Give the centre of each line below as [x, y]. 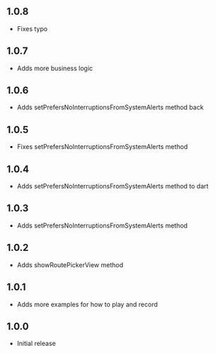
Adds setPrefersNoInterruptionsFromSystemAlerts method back [110, 107]
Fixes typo [32, 28]
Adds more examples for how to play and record [87, 304]
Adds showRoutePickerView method [70, 264]
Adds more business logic [55, 68]
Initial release [36, 344]
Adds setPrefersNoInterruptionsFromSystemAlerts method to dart [113, 186]
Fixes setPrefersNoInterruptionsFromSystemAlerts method [102, 147]
